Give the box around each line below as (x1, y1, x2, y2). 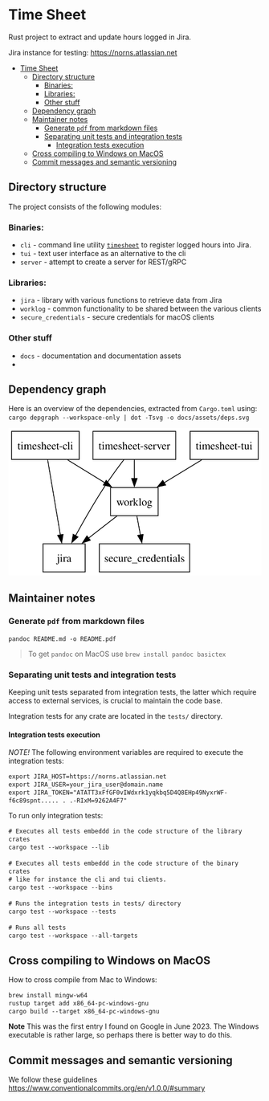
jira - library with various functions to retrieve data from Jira (19, 296, 222, 305)
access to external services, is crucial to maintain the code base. (8, 696, 223, 706)
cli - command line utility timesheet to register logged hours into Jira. (19, 240, 251, 250)
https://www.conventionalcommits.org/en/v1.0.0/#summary (8, 1083, 206, 1093)
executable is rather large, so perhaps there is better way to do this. (8, 1030, 233, 1040)
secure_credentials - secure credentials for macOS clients (19, 312, 214, 322)
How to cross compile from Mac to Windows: (8, 975, 158, 985)
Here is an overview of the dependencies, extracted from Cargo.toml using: (8, 404, 258, 414)
